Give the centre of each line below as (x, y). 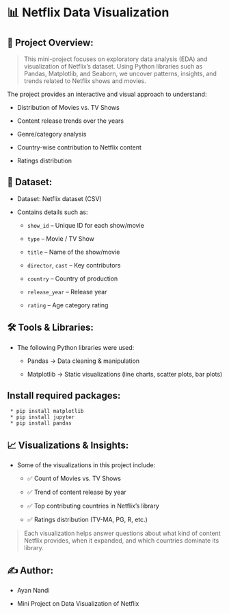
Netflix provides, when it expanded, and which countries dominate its (121, 541)
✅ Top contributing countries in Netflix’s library (93, 506)
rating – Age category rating (68, 305)
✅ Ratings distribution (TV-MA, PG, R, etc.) (87, 520)
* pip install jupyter (42, 417)
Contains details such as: (52, 212)
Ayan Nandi (33, 591)
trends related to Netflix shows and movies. (85, 81)
